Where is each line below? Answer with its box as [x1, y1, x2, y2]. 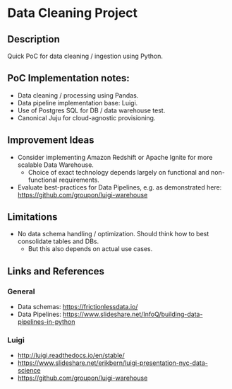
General [7, 286, 35, 296]
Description [7, 33, 60, 45]
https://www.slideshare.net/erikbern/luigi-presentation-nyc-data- [17, 359, 208, 367]
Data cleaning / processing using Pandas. [17, 91, 139, 100]
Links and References [7, 265, 104, 277]
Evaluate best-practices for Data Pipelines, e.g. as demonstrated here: [17, 182, 222, 192]
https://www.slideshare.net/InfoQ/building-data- [62, 310, 203, 319]
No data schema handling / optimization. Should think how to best [17, 230, 209, 238]
